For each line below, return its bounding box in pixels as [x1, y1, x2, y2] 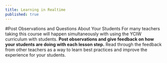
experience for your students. [5, 52, 66, 58]
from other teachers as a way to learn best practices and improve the [5, 47, 148, 53]
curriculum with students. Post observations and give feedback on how [5, 36, 155, 42]
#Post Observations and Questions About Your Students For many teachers [5, 25, 161, 31]
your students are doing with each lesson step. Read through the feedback [5, 41, 162, 47]
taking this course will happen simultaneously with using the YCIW [5, 31, 142, 37]
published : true [5, 12, 39, 17]
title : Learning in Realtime [5, 7, 66, 12]
